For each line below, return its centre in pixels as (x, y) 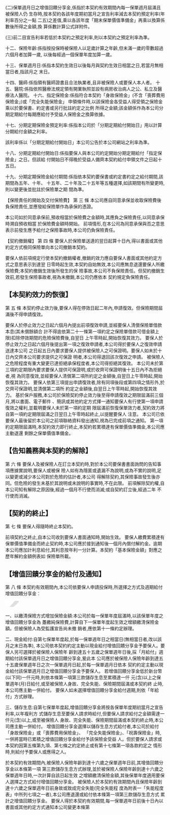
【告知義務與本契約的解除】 (49, 451)
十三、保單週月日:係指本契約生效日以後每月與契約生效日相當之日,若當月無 (82, 65)
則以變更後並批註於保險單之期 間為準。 (46, 189)
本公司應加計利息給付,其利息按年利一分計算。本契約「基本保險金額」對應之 (84, 550)
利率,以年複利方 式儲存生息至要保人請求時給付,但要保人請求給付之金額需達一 (85, 714)
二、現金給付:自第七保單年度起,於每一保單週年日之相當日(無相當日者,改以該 (84, 639)
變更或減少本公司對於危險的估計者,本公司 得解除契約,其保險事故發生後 (83, 477)
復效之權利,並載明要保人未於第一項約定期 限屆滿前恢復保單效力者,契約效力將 (85, 407)
